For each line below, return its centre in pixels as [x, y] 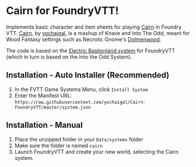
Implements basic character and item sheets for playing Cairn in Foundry [94, 27]
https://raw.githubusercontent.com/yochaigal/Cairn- [80, 102]
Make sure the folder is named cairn [59, 145]
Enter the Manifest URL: [43, 95]
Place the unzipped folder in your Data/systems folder [79, 139]
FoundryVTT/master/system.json [53, 107]
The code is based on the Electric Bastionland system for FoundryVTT [91, 50]
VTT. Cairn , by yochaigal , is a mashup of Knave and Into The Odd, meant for [98, 33]
